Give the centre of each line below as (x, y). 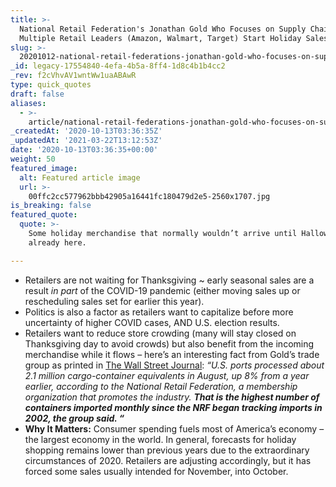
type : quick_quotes (51, 85)
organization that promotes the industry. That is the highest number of (172, 397)
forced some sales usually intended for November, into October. (156, 471)
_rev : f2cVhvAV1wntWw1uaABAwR (73, 76)
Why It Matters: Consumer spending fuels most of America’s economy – (174, 428)
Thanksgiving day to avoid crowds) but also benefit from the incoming (169, 343)
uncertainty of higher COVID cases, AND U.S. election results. (152, 322)
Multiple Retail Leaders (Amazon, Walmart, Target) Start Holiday (160, 38)
